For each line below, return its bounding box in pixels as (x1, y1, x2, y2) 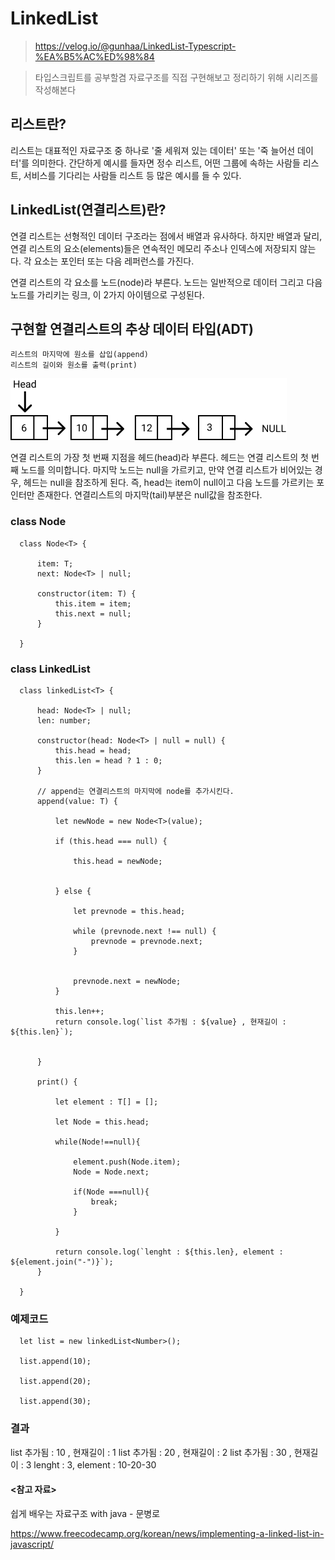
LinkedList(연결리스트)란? (10, 202, 167, 219)
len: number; (36, 715, 92, 726)
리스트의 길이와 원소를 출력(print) (10, 360, 138, 371)
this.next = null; (54, 608, 132, 619)
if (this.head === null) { (54, 836, 168, 846)
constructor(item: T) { (36, 588, 137, 599)
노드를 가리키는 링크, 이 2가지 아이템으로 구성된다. (10, 288, 205, 301)
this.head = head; (54, 745, 132, 756)
